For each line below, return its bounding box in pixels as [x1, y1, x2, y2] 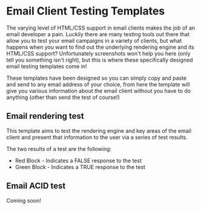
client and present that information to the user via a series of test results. [6, 133, 188, 141]
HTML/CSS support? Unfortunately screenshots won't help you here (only [6, 49, 191, 57]
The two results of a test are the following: [6, 145, 112, 152]
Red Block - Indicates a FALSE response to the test [15, 157, 142, 164]
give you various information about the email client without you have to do [6, 87, 191, 94]
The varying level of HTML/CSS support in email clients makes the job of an [6, 24, 196, 31]
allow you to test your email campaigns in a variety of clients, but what [6, 37, 182, 44]
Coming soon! [6, 197, 41, 204]
